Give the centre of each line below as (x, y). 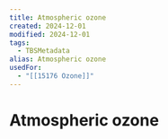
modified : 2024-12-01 (50, 34)
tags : (19, 43)
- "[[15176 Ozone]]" (56, 76)
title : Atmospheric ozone (57, 17)
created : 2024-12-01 (48, 26)
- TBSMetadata (44, 51)
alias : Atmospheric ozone (57, 59)
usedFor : (26, 68)
